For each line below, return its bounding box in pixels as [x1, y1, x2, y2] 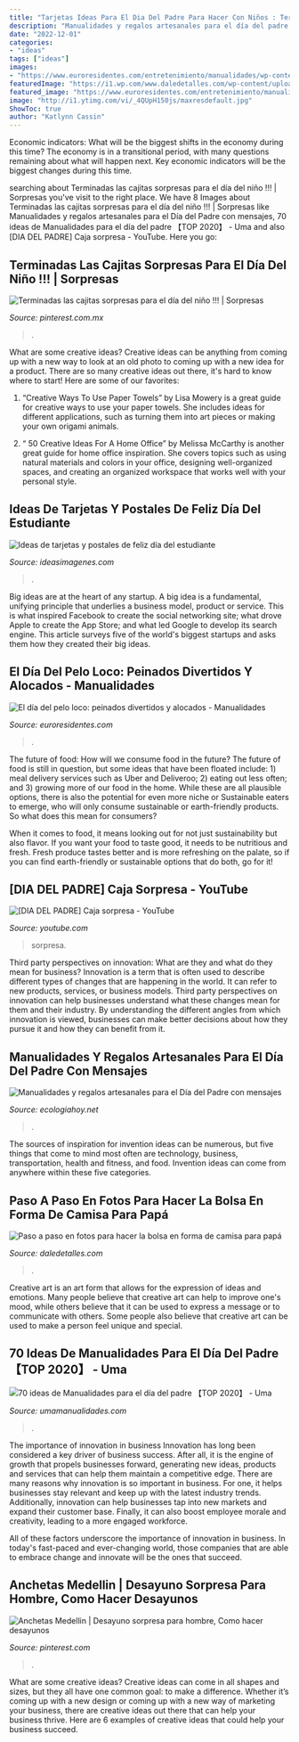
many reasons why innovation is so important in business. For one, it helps [9, 1477, 283, 1488]
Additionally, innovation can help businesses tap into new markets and [9, 1496, 267, 1507]
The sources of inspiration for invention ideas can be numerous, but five [9, 1139, 274, 1149]
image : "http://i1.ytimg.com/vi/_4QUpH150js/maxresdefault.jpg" [9, 95, 253, 105]
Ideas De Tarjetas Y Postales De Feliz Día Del [9, 502, 261, 517]
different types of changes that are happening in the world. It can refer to [9, 977, 278, 987]
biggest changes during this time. [9, 166, 133, 176]
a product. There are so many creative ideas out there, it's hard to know [9, 365, 272, 376]
